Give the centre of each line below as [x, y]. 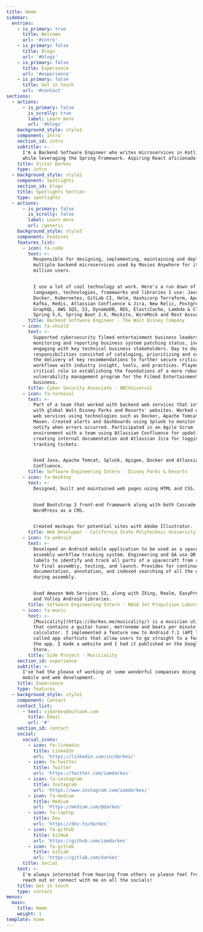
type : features [36, 689]
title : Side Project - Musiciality [73, 655]
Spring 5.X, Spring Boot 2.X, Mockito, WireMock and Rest [108, 315]
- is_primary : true [42, 29]
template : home [25, 919]
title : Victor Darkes [44, 164]
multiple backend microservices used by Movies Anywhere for [111, 265]
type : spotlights [39, 197]
